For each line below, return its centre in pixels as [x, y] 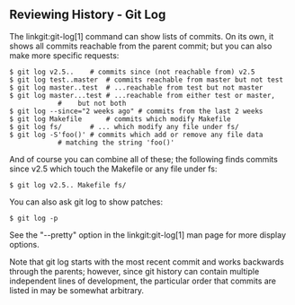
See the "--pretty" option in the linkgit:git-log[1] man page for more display [147, 235]
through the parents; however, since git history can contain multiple [134, 271]
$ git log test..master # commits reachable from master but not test [146, 80]
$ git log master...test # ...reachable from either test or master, [143, 95]
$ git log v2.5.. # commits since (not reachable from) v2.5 [132, 72]
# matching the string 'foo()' [116, 143]
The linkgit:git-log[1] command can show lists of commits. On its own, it [142, 36]
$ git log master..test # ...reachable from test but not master [136, 87]
